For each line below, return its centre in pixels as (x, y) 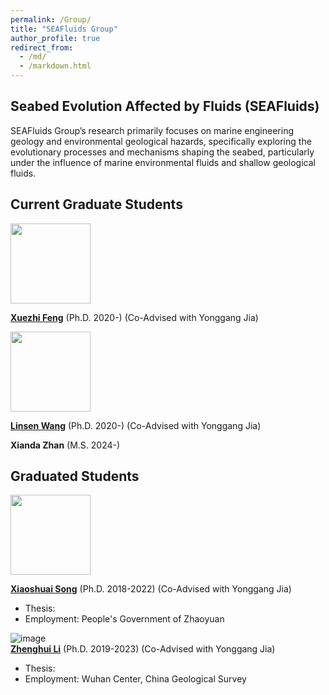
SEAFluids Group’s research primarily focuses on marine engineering (152, 130)
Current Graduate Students (96, 204)
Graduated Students (75, 476)
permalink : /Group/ (51, 19)
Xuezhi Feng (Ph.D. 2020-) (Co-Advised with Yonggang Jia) (134, 317)
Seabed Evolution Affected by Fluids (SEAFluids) (165, 106)
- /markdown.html (55, 66)
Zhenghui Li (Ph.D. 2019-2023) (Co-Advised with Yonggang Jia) (143, 649)
